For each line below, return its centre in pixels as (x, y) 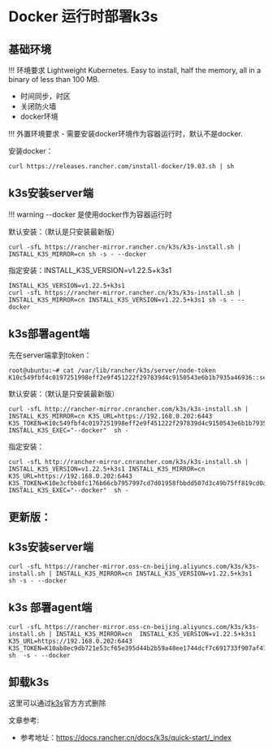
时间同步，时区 (45, 96)
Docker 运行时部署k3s (83, 17)
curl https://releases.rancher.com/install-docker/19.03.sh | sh (121, 167)
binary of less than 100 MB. (54, 79)
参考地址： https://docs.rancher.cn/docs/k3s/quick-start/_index (126, 738)
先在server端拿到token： (50, 355)
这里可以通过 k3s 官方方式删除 (57, 703)
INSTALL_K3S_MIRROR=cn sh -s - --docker (78, 254)
